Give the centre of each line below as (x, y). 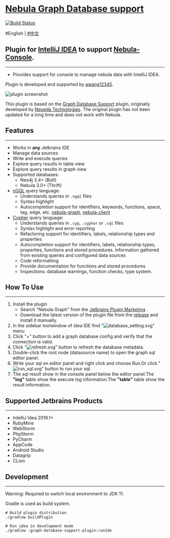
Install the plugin (30, 304)
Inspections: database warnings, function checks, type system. (86, 271)
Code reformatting (39, 260)
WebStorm (24, 429)
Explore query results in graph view (50, 169)
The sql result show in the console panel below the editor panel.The (83, 374)
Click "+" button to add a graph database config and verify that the (82, 336)
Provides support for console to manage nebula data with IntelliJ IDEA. (86, 74)
